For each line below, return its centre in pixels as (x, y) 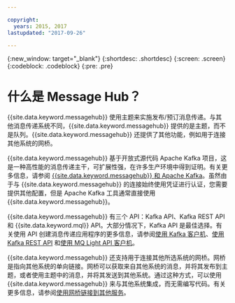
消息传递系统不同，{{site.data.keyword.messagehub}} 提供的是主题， (113, 126)
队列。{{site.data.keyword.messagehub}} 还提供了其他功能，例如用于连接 (119, 135)
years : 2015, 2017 (41, 26)
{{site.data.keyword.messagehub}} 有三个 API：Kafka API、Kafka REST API (116, 216)
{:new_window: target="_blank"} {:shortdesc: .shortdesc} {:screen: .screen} (116, 59)
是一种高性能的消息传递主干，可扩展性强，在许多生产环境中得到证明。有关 (114, 167)
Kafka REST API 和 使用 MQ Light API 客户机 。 (73, 243)
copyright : (23, 20)
